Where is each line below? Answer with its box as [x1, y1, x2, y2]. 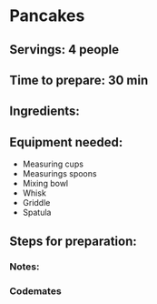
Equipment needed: [9, 134, 123, 150]
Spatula [22, 207, 52, 218]
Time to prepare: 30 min [9, 72, 149, 87]
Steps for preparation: [9, 233, 138, 248]
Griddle [22, 198, 51, 208]
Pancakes [9, 5, 85, 26]
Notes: [9, 260, 40, 273]
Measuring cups [22, 158, 84, 169]
